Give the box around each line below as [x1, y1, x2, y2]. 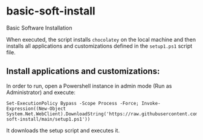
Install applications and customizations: [6, 66, 160, 77]
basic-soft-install [6, 4, 95, 18]
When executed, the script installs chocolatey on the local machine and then [6, 36, 196, 43]
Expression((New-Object [6, 106, 66, 112]
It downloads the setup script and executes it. [6, 127, 120, 134]
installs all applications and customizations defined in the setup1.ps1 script [6, 42, 193, 49]
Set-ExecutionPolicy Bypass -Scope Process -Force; [6, 100, 139, 106]
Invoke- [141, 100, 161, 106]
